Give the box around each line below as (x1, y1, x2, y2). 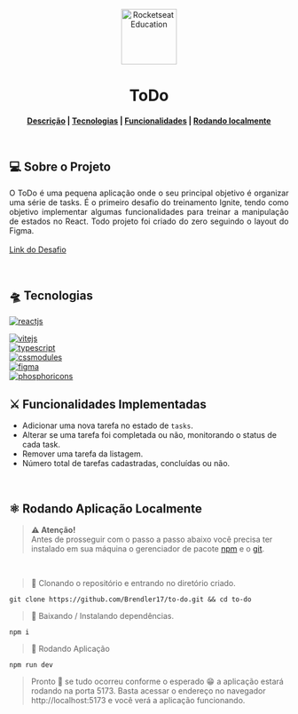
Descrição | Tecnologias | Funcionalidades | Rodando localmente (27, 115, 271, 126)
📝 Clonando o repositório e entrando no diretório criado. (30, 578, 237, 589)
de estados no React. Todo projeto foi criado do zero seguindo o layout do (9, 216, 289, 226)
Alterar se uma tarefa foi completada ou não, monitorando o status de (21, 430, 278, 440)
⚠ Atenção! (30, 525, 76, 535)
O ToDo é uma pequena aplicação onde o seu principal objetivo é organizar (9, 187, 289, 198)
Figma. (9, 225, 35, 235)
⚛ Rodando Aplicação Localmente (9, 501, 202, 516)
